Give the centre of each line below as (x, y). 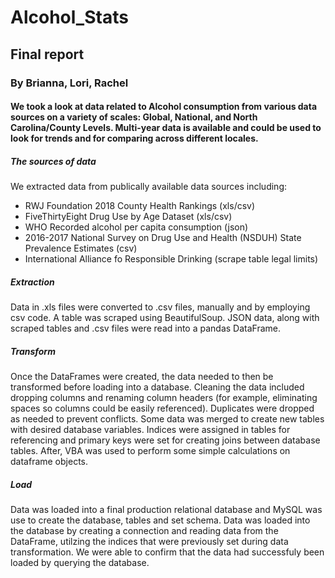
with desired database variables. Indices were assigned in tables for (150, 429)
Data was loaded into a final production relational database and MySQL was (166, 509)
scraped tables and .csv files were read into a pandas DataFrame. (146, 328)
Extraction (32, 282)
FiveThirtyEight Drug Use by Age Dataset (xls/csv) (128, 217)
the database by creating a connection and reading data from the (144, 530)
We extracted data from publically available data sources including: (148, 187)
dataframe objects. (49, 461)
